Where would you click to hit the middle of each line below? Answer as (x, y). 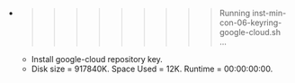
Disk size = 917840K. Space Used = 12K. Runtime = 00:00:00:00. (152, 69)
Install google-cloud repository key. (97, 59)
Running (235, 13)
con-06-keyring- (250, 23)
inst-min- (269, 13)
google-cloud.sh (250, 32)
